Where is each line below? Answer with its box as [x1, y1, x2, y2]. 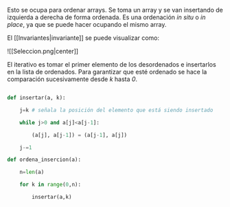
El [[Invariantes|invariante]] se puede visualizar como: [7, 34, 160, 42]
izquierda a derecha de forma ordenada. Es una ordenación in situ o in [7, 13, 206, 21]
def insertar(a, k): [7, 94, 67, 101]
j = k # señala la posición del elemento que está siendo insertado [19, 107, 214, 113]
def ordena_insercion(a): [7, 156, 81, 164]
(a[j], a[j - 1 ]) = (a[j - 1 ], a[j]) [32, 131, 128, 138]
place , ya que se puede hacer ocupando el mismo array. [7, 21, 167, 28]
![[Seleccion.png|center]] [7, 47, 79, 55]
